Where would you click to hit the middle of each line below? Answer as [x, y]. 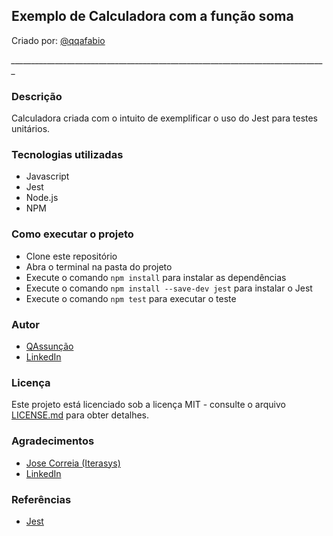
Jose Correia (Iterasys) [73, 463]
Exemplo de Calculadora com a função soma [152, 16]
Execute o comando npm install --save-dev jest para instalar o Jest [169, 288]
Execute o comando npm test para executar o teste [131, 298]
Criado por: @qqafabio [58, 40]
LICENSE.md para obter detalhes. [80, 415]
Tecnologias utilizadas [67, 155]
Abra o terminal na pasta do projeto [99, 266]
